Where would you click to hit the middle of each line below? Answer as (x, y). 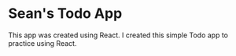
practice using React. (42, 43)
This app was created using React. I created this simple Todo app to (118, 35)
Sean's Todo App (65, 14)
